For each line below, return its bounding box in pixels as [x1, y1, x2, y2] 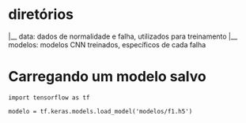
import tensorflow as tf [8, 93, 90, 102]
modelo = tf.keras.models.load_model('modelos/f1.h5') [8, 107, 193, 115]
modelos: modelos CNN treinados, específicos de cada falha [8, 39, 206, 49]
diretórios [8, 6, 74, 24]
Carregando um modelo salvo [8, 68, 207, 86]
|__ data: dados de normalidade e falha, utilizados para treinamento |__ [8, 32, 238, 41]
